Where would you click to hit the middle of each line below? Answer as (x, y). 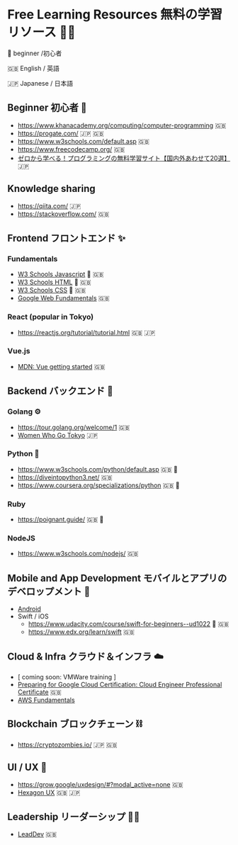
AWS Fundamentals (46, 700)
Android (29, 609)
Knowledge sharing (51, 189)
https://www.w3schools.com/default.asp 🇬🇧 (84, 141)
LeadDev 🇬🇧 (37, 834)
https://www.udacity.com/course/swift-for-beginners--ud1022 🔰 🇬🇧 (129, 624)
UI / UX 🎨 (27, 767)
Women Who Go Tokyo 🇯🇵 (57, 435)
